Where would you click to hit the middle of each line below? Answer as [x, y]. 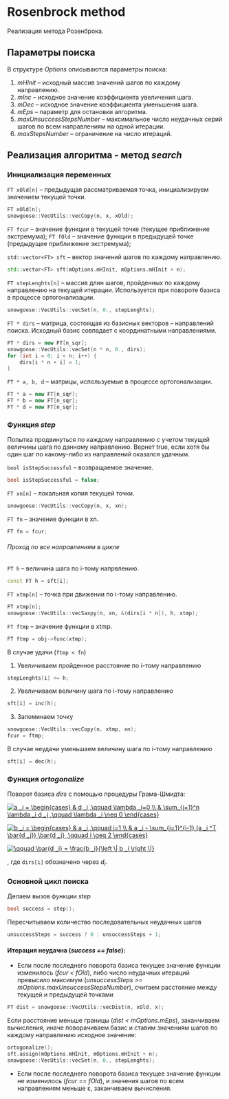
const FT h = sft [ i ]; [38, 581]
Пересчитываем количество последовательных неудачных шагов [104, 922]
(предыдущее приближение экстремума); [69, 244]
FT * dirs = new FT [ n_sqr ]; [47, 343]
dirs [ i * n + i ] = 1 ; [50, 362]
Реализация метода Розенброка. [55, 31]
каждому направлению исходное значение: [72, 1035]
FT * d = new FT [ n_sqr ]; [43, 407]
